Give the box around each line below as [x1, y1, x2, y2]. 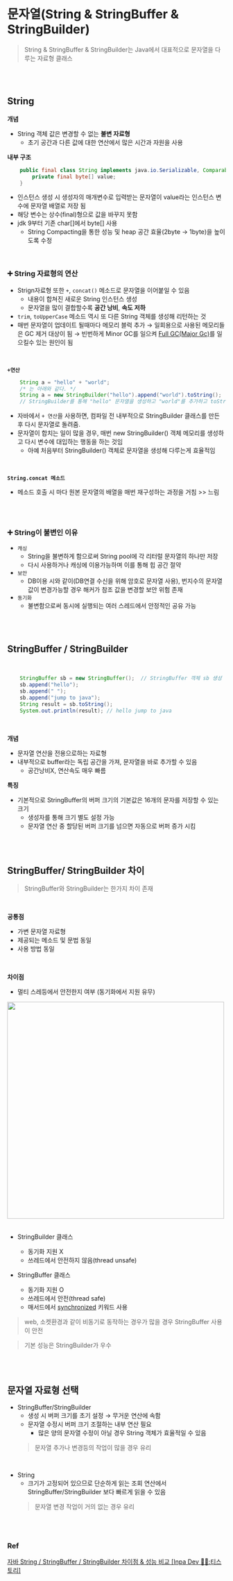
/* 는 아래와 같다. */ [19, 385, 76, 392]
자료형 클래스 [37, 53, 73, 62]
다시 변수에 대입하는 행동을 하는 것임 [24, 438, 123, 446]
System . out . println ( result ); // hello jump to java [19, 707, 172, 714]
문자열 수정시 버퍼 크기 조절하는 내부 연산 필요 [27, 1420, 152, 1428]
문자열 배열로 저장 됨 [30, 202, 87, 210]
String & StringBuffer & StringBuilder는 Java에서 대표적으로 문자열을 [24, 45, 214, 53]
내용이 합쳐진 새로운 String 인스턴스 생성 [27, 294, 137, 303]
